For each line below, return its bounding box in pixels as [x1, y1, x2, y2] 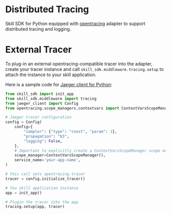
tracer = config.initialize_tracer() [5, 176, 85, 181]
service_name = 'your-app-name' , [14, 157, 81, 163]
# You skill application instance [5, 185, 79, 191]
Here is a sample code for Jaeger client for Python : [5, 81, 112, 87]
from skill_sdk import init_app [5, 91, 74, 97]
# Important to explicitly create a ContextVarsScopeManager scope [14, 148, 160, 153]
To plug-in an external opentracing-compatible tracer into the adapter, [5, 60, 153, 67]
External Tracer [5, 44, 72, 56]
